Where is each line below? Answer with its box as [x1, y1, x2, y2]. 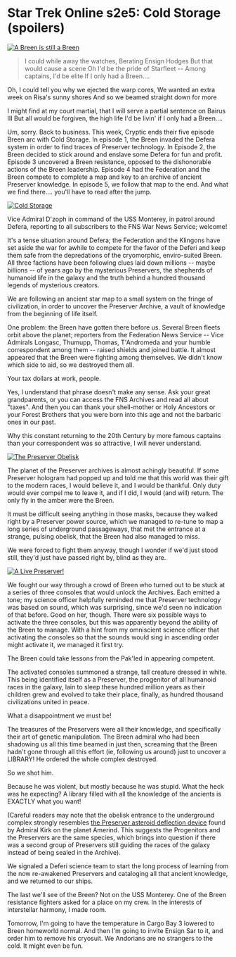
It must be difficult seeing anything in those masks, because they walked [7, 509, 218, 518]
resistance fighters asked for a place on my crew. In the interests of [7, 898, 202, 906]
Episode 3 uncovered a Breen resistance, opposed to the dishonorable [7, 157, 212, 166]
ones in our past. [7, 418, 56, 426]
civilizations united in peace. [7, 697, 90, 706]
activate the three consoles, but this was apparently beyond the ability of [7, 618, 218, 626]
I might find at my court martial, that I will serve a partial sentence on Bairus [7, 106, 226, 115]
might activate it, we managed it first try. [7, 640, 124, 649]
